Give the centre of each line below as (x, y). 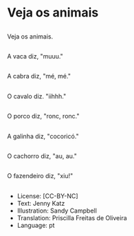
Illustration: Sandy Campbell (57, 211)
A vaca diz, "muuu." (35, 56)
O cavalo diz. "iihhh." (37, 96)
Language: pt (36, 225)
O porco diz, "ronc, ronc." (43, 116)
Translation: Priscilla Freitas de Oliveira (72, 217)
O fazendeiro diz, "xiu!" (40, 176)
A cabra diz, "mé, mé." (39, 76)
